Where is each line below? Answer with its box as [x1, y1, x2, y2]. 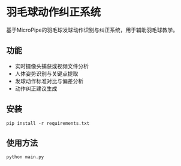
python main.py [6, 154, 44, 160]
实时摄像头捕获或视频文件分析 [14, 62, 89, 69]
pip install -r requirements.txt [6, 120, 90, 126]
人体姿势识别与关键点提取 [14, 70, 79, 77]
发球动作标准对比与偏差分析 [14, 77, 84, 84]
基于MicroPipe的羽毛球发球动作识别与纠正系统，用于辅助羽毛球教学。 [6, 26, 179, 33]
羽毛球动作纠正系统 [6, 5, 101, 19]
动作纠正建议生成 [14, 85, 58, 92]
